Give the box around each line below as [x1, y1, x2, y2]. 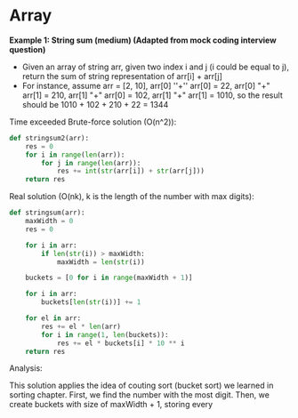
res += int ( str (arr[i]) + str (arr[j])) [56, 166, 205, 176]
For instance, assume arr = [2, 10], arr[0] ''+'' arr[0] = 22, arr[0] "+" [21, 80, 270, 91]
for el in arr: [25, 314, 82, 323]
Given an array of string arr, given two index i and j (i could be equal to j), [21, 61, 289, 72]
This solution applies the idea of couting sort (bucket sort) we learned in [9, 380, 274, 391]
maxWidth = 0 [25, 217, 74, 226]
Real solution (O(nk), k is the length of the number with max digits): [9, 191, 255, 202]
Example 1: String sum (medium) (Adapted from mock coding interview [9, 35, 278, 45]
